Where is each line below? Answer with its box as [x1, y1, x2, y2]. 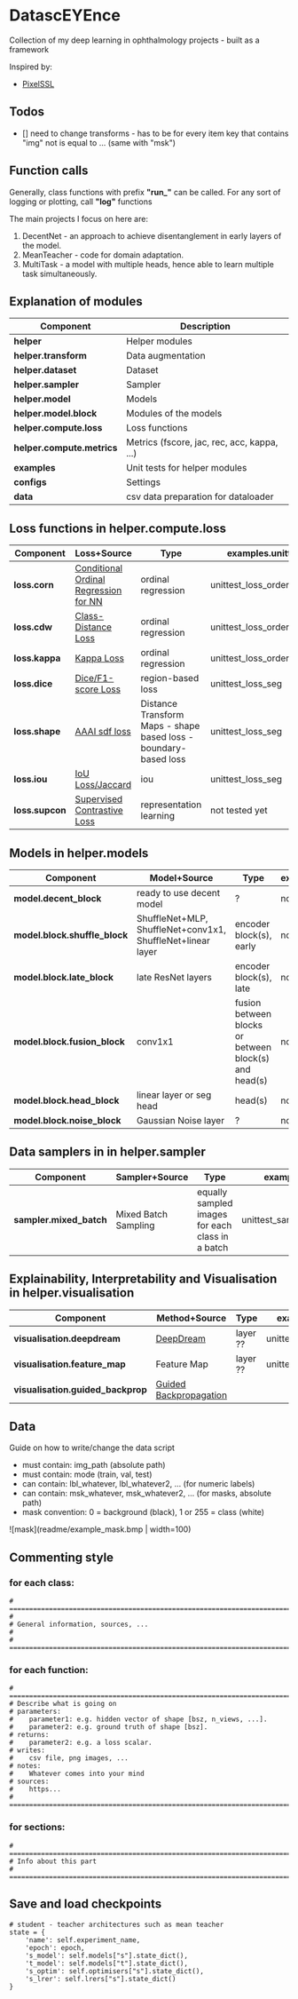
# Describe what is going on [9, 1700, 117, 1709]
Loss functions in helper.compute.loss [9, 520, 227, 535]
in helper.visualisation [9, 1285, 135, 1301]
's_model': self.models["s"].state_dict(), [25, 1951, 189, 1960]
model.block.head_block [13, 1094, 120, 1107]
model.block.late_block [13, 972, 114, 983]
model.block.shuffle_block [13, 929, 129, 941]
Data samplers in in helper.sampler [9, 1145, 207, 1160]
